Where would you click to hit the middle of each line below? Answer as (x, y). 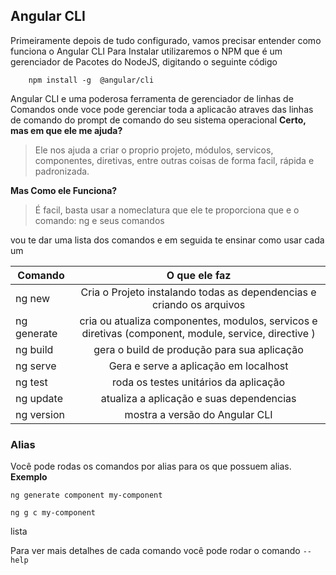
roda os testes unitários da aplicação (199, 382)
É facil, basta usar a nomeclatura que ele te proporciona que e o (167, 210)
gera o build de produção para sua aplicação (198, 349)
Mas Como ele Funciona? (64, 190)
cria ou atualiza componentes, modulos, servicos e (198, 321)
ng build (34, 349)
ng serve (36, 366)
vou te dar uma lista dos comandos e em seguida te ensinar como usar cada (167, 240)
